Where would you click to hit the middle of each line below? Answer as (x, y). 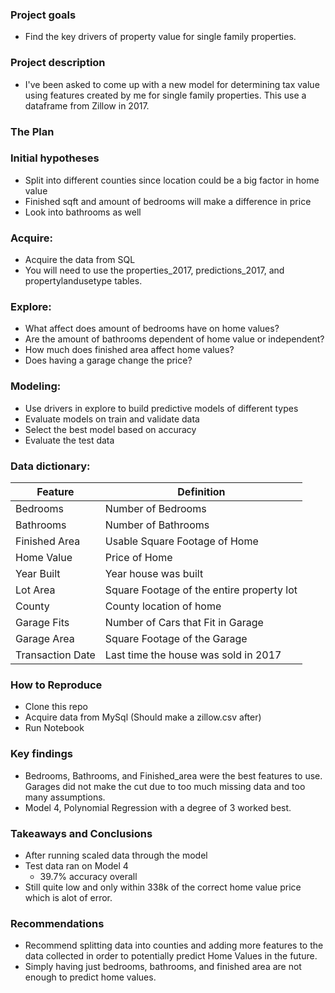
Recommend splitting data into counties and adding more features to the (174, 945)
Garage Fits (42, 622)
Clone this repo (56, 707)
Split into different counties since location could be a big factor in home (172, 180)
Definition (201, 491)
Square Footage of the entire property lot (201, 590)
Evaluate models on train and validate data (112, 419)
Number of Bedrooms (155, 508)
